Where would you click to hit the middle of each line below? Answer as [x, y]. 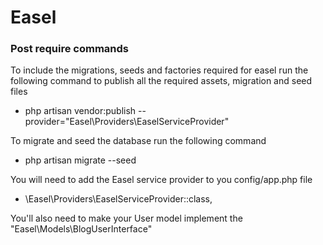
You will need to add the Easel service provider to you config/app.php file [161, 180]
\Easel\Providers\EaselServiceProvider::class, [118, 199]
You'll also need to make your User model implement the [126, 218]
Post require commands [70, 49]
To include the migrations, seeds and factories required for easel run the [159, 70]
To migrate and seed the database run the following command [138, 141]
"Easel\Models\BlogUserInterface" [81, 229]
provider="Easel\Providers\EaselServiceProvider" [127, 122]
